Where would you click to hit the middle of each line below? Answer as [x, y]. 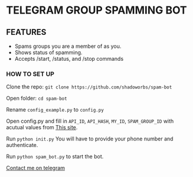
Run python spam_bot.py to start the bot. [55, 156]
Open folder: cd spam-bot [37, 99]
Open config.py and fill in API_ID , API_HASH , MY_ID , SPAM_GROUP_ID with [90, 121]
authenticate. [22, 145]
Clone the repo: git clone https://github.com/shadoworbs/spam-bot [89, 87]
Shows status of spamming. [48, 53]
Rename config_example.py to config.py [55, 110]
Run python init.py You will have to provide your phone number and [90, 139]
